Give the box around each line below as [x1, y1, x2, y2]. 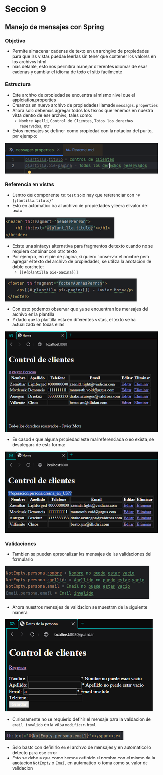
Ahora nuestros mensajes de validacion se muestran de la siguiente [12, 604, 147, 610]
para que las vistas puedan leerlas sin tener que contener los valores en [12, 53, 156, 59]
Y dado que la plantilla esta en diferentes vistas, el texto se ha [12, 316, 136, 322]
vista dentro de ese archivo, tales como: [12, 113, 93, 118]
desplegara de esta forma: [12, 442, 65, 448]
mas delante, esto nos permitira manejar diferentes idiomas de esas [12, 64, 148, 69]
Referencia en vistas [5, 181, 54, 188]
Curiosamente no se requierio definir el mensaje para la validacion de [12, 716, 151, 722]
